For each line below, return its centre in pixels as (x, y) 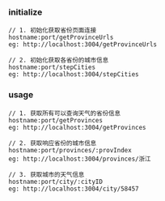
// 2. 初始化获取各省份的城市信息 (59, 60)
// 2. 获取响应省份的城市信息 (53, 143)
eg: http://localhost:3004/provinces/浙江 (80, 159)
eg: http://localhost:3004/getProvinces (78, 127)
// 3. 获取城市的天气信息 (47, 174)
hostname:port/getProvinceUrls (61, 38)
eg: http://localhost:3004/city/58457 (74, 189)
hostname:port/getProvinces (56, 120)
